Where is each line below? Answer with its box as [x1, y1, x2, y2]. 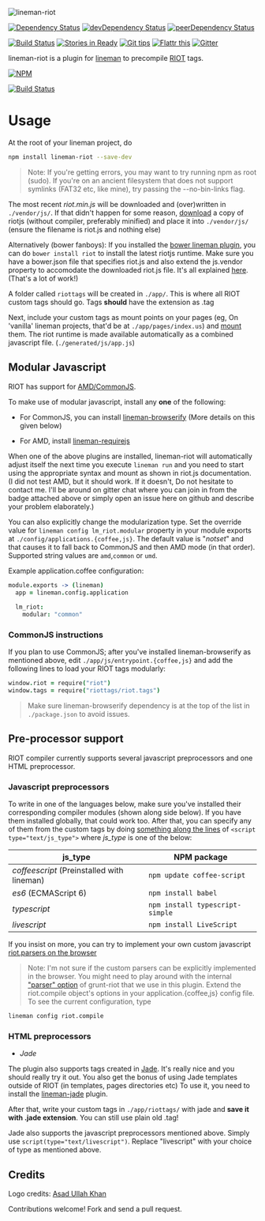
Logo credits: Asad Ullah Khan [8, 1189, 106, 1199]
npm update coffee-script [148, 871, 246, 880]
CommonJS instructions [8, 629, 104, 640]
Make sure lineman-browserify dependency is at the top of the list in [27, 701, 250, 710]
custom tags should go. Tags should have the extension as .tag [8, 297, 215, 307]
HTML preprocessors [8, 1031, 91, 1042]
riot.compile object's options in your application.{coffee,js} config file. [27, 989, 255, 998]
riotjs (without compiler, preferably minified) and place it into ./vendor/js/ [8, 216, 249, 225]
